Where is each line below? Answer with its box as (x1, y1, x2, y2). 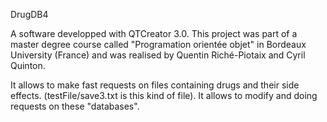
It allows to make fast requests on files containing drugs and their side (10, 79, 300, 91)
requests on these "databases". (10, 100, 140, 112)
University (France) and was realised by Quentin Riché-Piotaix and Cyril (10, 49, 306, 61)
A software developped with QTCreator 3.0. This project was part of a (10, 28, 298, 39)
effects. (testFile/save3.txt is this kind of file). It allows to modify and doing (10, 90, 318, 101)
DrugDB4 (10, 9, 49, 20)
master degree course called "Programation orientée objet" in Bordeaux (10, 39, 307, 50)
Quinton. (10, 60, 46, 71)
